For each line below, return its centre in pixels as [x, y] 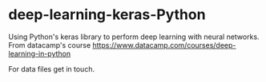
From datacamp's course [50, 45]
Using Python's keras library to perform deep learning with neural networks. [134, 37]
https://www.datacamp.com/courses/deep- [164, 45]
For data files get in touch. [51, 68]
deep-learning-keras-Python [107, 15]
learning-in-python [39, 53]
